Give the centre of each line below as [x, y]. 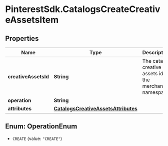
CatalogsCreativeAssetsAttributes [95, 109]
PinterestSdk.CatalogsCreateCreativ [83, 9]
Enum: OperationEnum [41, 126]
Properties [22, 38]
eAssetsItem [32, 20]
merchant [153, 86]
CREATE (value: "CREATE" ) [37, 138]
